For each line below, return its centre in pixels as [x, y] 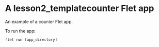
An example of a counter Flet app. [39, 22]
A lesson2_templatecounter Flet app [79, 8]
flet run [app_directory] [31, 40]
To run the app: [20, 31]
